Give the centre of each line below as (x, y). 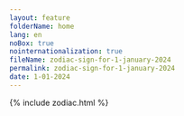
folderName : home (42, 26)
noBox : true (32, 43)
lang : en (26, 34)
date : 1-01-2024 (40, 77)
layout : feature (40, 18)
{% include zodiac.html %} (59, 102)
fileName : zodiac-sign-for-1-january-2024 (90, 60)
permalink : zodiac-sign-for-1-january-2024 (92, 69)
